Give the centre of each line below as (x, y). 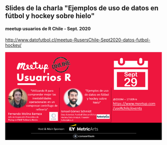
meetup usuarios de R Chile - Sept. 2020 (48, 28)
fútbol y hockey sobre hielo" (50, 16)
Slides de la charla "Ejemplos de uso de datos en (82, 8)
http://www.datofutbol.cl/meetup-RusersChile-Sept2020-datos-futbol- (78, 40)
